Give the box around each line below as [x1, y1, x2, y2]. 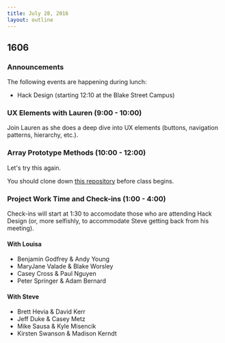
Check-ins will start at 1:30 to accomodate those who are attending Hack [7, 209, 212, 218]
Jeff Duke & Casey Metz [16, 315, 85, 323]
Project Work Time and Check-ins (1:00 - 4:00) [7, 194, 166, 203]
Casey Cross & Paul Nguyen [16, 270, 97, 278]
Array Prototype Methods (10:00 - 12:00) [7, 148, 146, 157]
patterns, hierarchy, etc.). [7, 131, 79, 139]
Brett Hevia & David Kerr [16, 307, 85, 316]
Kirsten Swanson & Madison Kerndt [16, 329, 118, 338]
